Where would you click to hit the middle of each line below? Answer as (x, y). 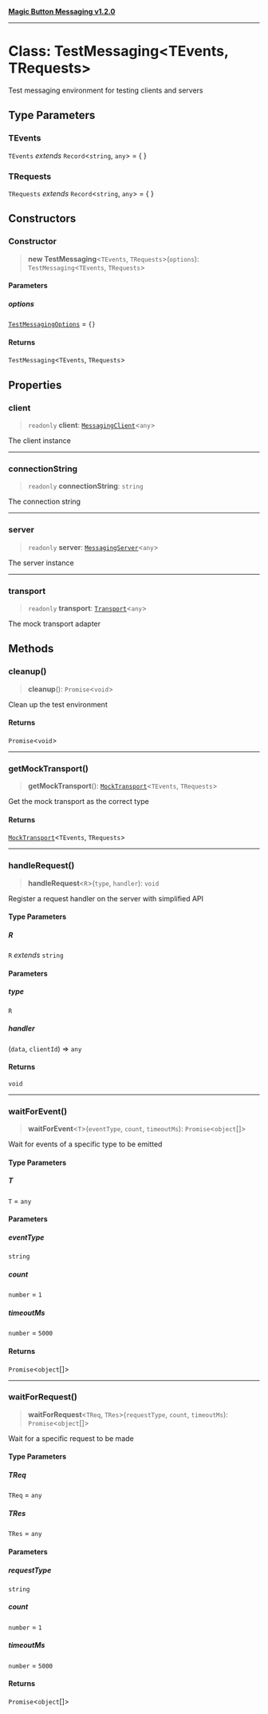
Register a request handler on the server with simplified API (106, 898)
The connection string (45, 501)
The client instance (40, 441)
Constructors (42, 219)
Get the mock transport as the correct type (79, 802)
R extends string (36, 955)
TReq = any (25, 1495)
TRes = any (25, 1534)
